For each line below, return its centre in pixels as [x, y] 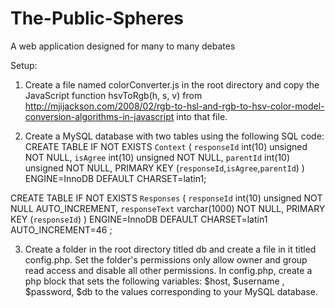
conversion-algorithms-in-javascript [99, 116]
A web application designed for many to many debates [123, 46]
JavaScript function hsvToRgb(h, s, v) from [113, 95]
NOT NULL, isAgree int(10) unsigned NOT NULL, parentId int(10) [157, 157]
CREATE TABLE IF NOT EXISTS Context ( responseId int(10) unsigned [166, 146]
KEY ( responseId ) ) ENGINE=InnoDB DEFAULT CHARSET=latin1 [139, 219]
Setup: [24, 65]
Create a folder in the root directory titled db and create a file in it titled [170, 249]
